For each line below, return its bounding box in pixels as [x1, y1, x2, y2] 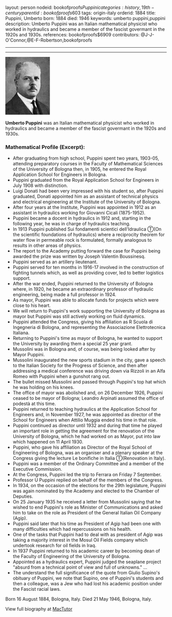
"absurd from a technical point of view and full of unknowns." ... [12, 564, 147, 570]
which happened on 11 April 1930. [12, 439, 83, 445]
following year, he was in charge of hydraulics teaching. [12, 221, 131, 227]
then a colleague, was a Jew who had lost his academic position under [12, 581, 162, 587]
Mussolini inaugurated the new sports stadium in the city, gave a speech [12, 357, 166, 363]
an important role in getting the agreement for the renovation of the [12, 428, 155, 434]
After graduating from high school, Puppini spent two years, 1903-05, [12, 155, 160, 161]
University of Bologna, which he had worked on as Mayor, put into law [12, 433, 161, 439]
